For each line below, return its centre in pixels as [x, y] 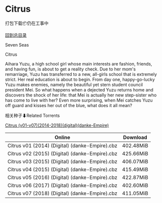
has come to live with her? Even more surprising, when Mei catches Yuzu [79, 100]
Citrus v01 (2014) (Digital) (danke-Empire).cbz [62, 145]
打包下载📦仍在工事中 [27, 23]
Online [62, 137]
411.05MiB [135, 193]
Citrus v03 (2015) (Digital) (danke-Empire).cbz [62, 161]
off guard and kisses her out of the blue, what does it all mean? [69, 105]
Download [135, 137]
